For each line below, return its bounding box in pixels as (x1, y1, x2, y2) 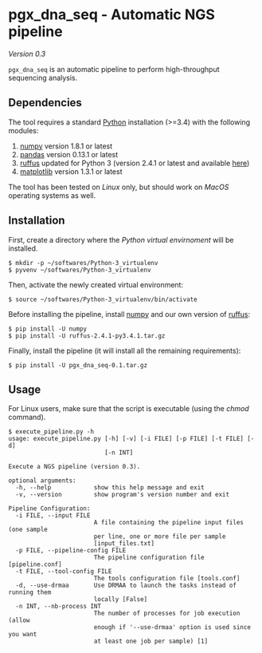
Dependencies (8, 96, 82, 109)
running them (8, 588, 52, 596)
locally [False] (93, 596, 148, 604)
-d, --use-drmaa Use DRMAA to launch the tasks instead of (15, 581, 237, 590)
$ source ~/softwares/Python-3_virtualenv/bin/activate (8, 295, 197, 303)
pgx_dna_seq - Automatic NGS (8, 6, 215, 24)
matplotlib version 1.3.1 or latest (19, 166, 123, 176)
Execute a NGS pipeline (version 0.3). (8, 463, 141, 471)
